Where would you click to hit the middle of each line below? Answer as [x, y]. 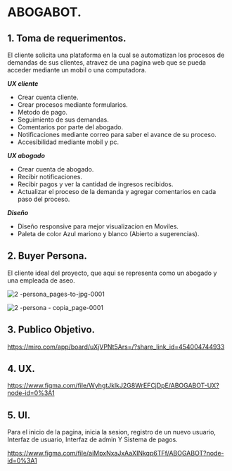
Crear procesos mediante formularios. [72, 105]
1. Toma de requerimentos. [67, 38]
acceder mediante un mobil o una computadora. [77, 70]
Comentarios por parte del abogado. [70, 127]
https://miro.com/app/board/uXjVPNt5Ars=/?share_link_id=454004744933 [116, 347]
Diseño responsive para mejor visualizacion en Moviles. [98, 226]
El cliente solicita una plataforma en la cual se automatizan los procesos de [116, 55]
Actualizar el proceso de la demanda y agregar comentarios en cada [117, 192]
